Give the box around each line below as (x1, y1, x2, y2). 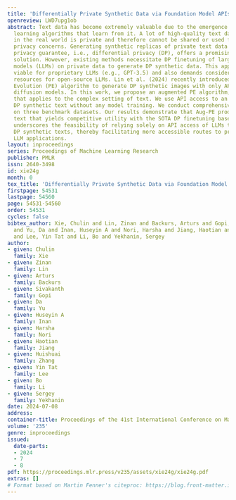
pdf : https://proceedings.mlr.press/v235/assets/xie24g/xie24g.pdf (7, 469, 209, 476)
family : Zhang (13, 357, 55, 365)
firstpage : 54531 (7, 187, 58, 194)
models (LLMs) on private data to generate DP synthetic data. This (13, 63, 218, 70)
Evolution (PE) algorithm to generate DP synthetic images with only (13, 82, 221, 89)
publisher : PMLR (7, 154, 55, 162)
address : (7, 410, 33, 417)
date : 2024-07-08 (7, 403, 58, 411)
